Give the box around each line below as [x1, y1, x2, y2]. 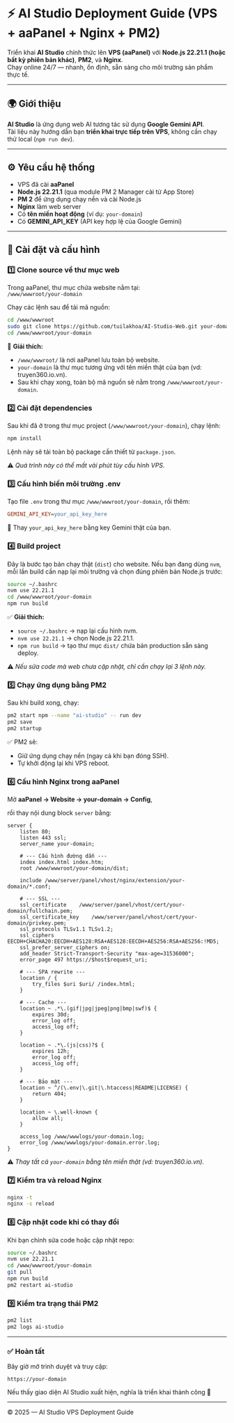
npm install [7, 435, 42, 443]
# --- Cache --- [19, 999, 68, 1006]
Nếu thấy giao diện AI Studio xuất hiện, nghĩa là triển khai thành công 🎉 [7, 1388, 211, 1397]
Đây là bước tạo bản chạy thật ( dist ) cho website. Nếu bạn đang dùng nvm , [7, 560, 221, 568]
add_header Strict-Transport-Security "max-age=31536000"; [19, 951, 195, 957]
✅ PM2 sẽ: [7, 737, 38, 746]
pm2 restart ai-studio [7, 1282, 73, 1289]
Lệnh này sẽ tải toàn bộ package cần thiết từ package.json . [7, 447, 176, 456]
